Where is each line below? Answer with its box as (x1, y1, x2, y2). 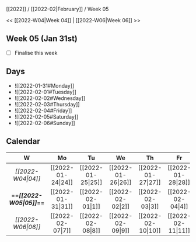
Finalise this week (14, 49, 58, 56)
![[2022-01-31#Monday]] (14, 82, 75, 89)
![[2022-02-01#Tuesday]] (14, 88, 77, 95)
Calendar (6, 136, 40, 146)
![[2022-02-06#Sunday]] (14, 119, 75, 126)
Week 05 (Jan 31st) (6, 34, 78, 44)
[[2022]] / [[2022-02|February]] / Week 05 (6, 6, 109, 12)
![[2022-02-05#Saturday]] (14, 113, 79, 120)
